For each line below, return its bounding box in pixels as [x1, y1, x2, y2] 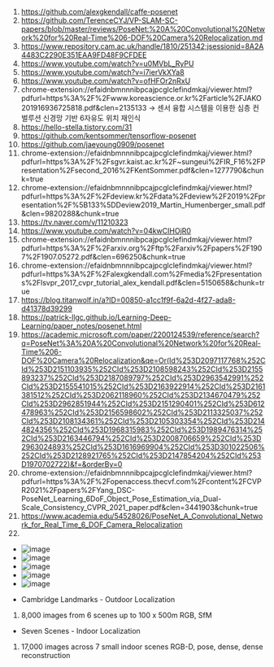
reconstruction [20, 651, 71, 660]
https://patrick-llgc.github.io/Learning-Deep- [20, 312, 172, 322]
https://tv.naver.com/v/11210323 [20, 217, 128, 227]
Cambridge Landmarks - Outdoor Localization [20, 595, 176, 604]
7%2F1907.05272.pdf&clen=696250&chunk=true [20, 252, 186, 261]
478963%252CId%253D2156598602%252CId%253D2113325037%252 [20, 408, 263, 417]
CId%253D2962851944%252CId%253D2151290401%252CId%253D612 [20, 399, 265, 408]
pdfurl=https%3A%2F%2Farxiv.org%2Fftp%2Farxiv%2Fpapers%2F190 [20, 243, 263, 253]
